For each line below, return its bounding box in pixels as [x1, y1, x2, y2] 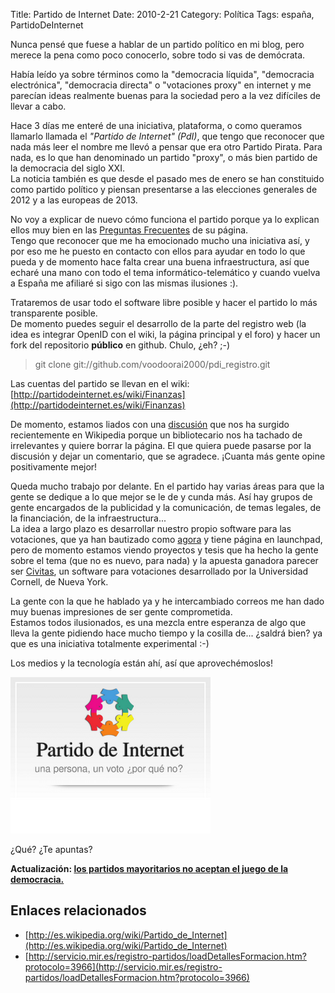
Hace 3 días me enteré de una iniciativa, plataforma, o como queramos [10, 120, 303, 131]
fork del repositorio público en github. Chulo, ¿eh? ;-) [10, 339, 231, 351]
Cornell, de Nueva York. [10, 576, 109, 588]
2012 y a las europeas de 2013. [10, 194, 138, 206]
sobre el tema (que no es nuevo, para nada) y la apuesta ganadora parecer [10, 555, 319, 566]
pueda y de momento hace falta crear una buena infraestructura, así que [10, 256, 310, 268]
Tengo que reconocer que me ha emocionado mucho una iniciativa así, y [10, 235, 310, 246]
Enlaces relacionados [10, 902, 147, 919]
